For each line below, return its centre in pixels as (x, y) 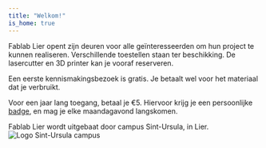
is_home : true (32, 23)
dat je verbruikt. (34, 87)
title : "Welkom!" (37, 16)
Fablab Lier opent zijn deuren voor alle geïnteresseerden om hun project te (131, 46)
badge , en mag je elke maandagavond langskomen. (93, 111)
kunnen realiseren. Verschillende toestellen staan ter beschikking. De (122, 54)
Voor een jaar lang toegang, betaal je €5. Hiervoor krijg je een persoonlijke (131, 102)
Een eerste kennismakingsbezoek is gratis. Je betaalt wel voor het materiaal (133, 78)
